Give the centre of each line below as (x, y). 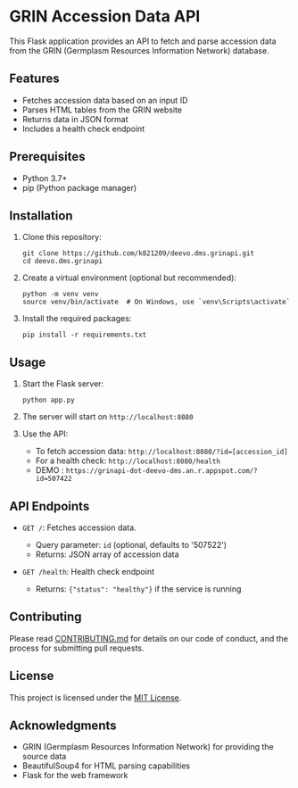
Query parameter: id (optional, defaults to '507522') (131, 545)
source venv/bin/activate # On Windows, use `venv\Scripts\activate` (156, 302)
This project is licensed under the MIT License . (95, 697)
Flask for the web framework (75, 776)
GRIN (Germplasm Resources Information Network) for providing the (148, 747)
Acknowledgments (63, 726)
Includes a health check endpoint (83, 129)
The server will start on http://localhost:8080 (108, 417)
